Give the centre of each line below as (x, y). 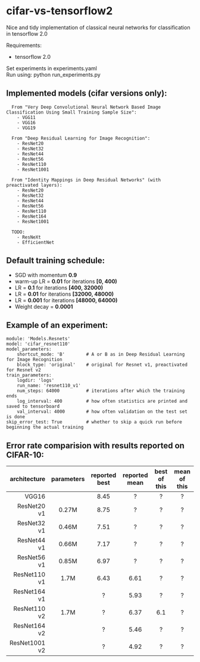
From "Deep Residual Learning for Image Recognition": (81, 138)
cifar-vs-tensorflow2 (60, 11)
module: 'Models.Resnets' (38, 339)
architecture (28, 479)
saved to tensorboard (33, 407)
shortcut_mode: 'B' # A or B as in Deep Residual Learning (101, 354)
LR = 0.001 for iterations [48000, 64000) (66, 300)
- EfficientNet (36, 242)
